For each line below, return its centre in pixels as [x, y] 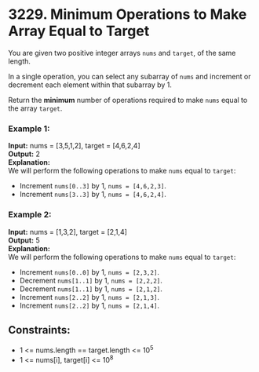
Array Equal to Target [79, 31]
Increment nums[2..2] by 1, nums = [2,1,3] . [89, 297]
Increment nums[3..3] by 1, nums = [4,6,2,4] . [93, 195]
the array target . [35, 108]
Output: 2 [24, 154]
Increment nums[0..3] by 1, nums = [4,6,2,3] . [93, 186]
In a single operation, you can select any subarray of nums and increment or [129, 76]
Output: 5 [24, 240]
